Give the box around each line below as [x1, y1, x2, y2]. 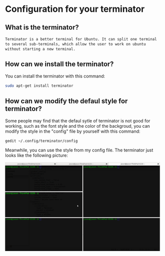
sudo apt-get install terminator [5, 83, 74, 88]
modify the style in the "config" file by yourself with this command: [5, 128, 141, 134]
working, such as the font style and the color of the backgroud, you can [5, 123, 150, 129]
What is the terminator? [5, 23, 79, 32]
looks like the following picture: [5, 152, 68, 158]
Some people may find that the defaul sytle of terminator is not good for [5, 117, 151, 124]
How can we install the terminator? [5, 60, 114, 69]
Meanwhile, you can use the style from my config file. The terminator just [5, 147, 154, 153]
